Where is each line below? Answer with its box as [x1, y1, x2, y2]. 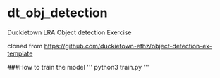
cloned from [7, 41, 43, 50]
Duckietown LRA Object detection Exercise [7, 28, 132, 37]
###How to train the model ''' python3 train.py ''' [7, 63, 149, 71]
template [7, 49, 33, 58]
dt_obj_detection [7, 5, 108, 21]
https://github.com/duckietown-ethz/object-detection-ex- [44, 41, 213, 50]
